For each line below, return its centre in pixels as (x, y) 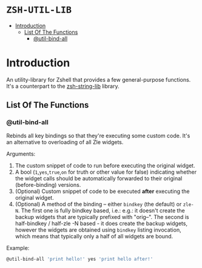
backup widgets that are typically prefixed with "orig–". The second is (102, 217)
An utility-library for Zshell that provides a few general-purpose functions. (99, 79)
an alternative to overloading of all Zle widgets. (65, 142)
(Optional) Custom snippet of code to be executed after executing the (102, 191)
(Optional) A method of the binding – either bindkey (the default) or (98, 204)
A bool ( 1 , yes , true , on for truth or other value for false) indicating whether (106, 172)
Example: (18, 248)
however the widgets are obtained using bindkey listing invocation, (98, 230)
